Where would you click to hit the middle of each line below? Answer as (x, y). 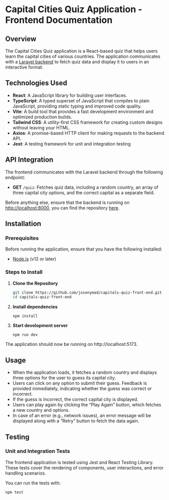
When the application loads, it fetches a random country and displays (85, 372)
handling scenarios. (26, 473)
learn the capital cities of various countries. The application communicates (83, 56)
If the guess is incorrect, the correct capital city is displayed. (75, 400)
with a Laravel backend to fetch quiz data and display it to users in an (77, 62)
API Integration (30, 160)
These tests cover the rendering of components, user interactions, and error (84, 468)
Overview (21, 39)
